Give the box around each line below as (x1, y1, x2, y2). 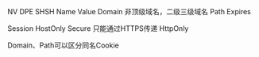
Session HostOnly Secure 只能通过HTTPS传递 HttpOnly (7, 24, 189, 33)
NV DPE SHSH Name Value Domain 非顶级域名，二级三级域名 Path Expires (7, 7, 251, 16)
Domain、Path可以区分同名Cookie (7, 40, 120, 50)
